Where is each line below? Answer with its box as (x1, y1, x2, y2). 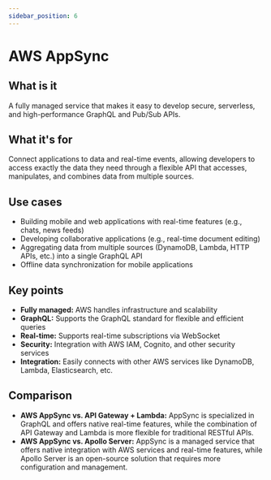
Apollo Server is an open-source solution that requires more (19, 453, 222, 463)
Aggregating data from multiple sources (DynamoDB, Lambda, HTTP (19, 243, 250, 253)
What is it (8, 79, 58, 93)
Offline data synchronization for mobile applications (19, 260, 193, 270)
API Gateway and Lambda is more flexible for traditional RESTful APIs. (19, 427, 254, 437)
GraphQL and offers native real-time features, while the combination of (19, 419, 257, 429)
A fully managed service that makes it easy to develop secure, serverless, (8, 101, 256, 110)
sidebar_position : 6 (8, 11, 79, 20)
